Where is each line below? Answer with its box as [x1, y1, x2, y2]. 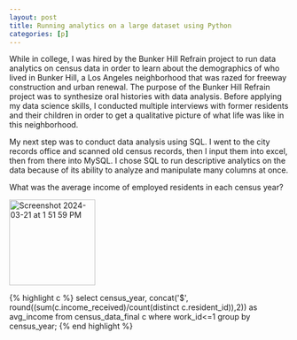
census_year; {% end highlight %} [9, 321, 133, 332]
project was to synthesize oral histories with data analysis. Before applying [9, 91, 282, 102]
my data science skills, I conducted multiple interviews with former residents [9, 101, 289, 112]
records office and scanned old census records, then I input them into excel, [9, 146, 288, 157]
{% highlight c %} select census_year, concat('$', [9, 293, 189, 304]
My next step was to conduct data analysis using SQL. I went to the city [9, 136, 270, 147]
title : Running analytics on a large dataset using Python [9, 21, 232, 30]
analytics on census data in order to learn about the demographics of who [9, 63, 280, 73]
